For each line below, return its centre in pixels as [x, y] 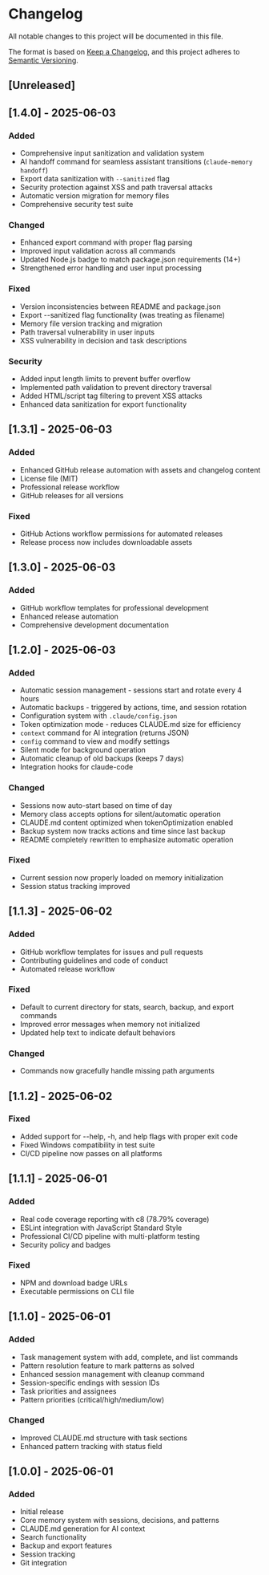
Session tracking [48, 1554]
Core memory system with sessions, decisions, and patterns [120, 1520]
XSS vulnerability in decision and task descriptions [103, 340]
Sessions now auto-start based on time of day [96, 805]
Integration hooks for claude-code [76, 767]
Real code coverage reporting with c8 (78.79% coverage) [114, 1219]
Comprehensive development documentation [94, 625]
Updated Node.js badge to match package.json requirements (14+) [130, 260]
